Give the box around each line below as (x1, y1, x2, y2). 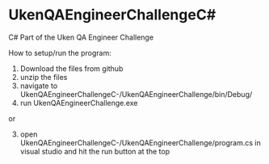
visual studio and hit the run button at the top (19, 146, 170, 156)
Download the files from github (19, 63, 124, 74)
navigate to (19, 81, 58, 90)
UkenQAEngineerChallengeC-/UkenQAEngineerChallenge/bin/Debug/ (19, 89, 253, 99)
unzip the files (19, 72, 68, 82)
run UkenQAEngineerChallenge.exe (19, 98, 138, 107)
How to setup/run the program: (8, 48, 111, 57)
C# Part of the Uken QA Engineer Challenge (8, 32, 154, 42)
